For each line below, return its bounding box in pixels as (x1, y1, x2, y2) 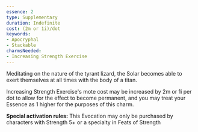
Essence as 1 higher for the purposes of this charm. (6, 100, 134, 108)
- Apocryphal (6, 37, 39, 43)
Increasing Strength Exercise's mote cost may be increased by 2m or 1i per (6, 88, 192, 95)
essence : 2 (6, 8, 34, 15)
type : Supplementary (6, 14, 58, 20)
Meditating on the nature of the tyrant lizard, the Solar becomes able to (6, 70, 182, 77)
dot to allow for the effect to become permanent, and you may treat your (6, 94, 186, 101)
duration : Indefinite (6, 20, 61, 26)
